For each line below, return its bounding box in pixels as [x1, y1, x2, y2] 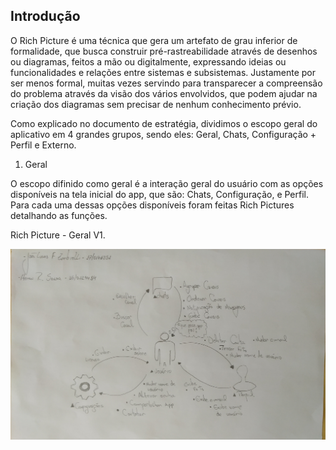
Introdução [10, 8, 81, 25]
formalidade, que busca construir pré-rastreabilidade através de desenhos [10, 45, 318, 57]
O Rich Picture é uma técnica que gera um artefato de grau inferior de [10, 34, 298, 46]
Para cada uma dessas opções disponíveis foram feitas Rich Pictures [10, 199, 295, 211]
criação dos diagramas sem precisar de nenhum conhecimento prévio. [10, 98, 302, 110]
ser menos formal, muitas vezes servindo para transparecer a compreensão [10, 77, 323, 89]
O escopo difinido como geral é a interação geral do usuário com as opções [10, 177, 324, 189]
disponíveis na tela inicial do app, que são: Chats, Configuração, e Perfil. [10, 188, 310, 200]
